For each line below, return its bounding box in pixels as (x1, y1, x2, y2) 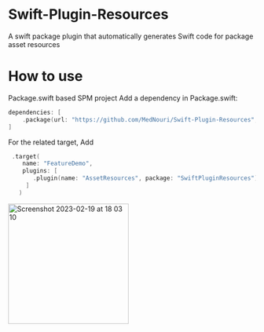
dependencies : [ (8, 108, 61, 116)
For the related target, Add (8, 137, 94, 147)
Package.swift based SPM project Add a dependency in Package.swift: (8, 93, 238, 103)
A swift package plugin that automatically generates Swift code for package (8, 31, 254, 41)
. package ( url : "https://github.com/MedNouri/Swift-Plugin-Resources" (22, 115, 255, 123)
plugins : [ (22, 167, 58, 175)
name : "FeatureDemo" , (22, 159, 93, 168)
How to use (8, 67, 83, 86)
